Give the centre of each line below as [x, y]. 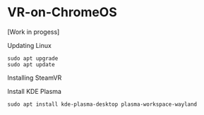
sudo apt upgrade [33, 58]
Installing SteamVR [35, 78]
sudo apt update [31, 64]
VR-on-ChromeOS [62, 12]
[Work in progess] [34, 32]
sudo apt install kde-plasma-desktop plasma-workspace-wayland [102, 104]
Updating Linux [29, 45]
